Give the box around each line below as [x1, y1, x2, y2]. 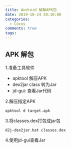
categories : [5, 16, 30, 21]
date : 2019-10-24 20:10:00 [5, 12, 61, 17]
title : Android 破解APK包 [5, 7, 57, 12]
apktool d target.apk [5, 108, 50, 113]
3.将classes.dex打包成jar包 [5, 117, 61, 123]
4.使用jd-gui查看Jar [5, 137, 46, 143]
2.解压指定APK [5, 98, 36, 104]
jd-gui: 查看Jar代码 [12, 87, 51, 93]
